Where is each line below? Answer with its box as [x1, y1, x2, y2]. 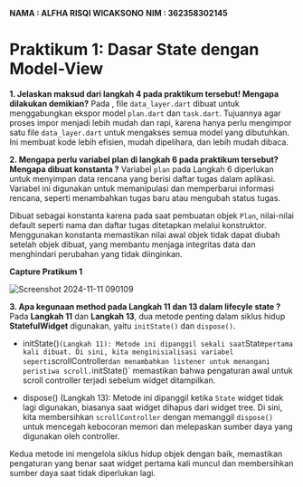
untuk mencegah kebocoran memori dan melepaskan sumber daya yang [22, 421, 293, 432]
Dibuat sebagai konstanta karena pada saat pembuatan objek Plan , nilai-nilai [9, 210, 294, 221]
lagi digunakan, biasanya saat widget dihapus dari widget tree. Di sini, [22, 402, 283, 413]
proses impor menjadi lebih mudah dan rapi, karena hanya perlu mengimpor [9, 117, 292, 128]
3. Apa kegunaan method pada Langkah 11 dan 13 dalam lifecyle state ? [9, 301, 281, 311]
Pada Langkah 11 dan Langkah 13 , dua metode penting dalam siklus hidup [9, 310, 286, 321]
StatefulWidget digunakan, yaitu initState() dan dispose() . [9, 320, 236, 331]
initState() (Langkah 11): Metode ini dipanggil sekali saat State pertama [22, 338, 294, 349]
